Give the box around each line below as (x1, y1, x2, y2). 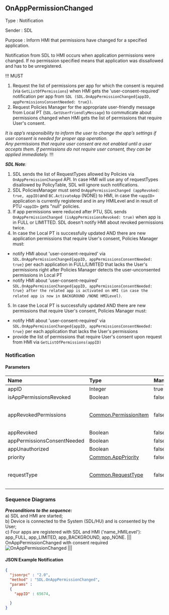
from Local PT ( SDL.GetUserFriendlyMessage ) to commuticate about (12, 109, 152, 115)
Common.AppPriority (89, 453, 139, 460)
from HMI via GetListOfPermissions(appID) (12, 339, 102, 345)
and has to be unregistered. (5, 63, 63, 69)
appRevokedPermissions (8, 411, 66, 418)
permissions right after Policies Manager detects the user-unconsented (12, 266, 161, 272)
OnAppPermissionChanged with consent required (5, 540, 108, 546)
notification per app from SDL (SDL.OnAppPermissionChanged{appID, (12, 93, 151, 99)
